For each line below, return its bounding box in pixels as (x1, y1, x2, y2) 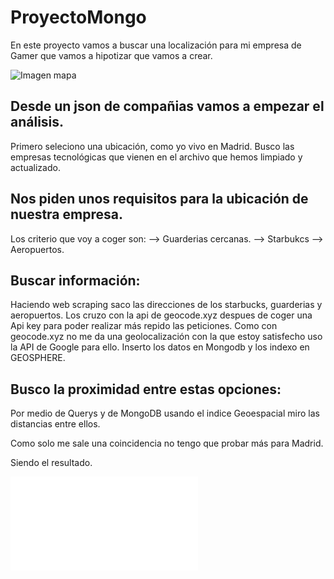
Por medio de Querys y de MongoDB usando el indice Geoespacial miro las (10, 407, 320, 420)
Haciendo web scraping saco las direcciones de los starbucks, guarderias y (10, 299, 323, 311)
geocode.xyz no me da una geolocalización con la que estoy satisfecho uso (10, 331, 323, 343)
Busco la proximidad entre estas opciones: (10, 381, 282, 398)
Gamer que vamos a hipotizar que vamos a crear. (10, 49, 213, 61)
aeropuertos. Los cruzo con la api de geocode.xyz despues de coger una (10, 309, 313, 321)
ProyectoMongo (10, 6, 147, 29)
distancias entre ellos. (10, 418, 101, 430)
